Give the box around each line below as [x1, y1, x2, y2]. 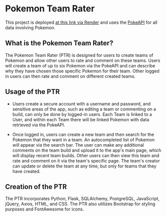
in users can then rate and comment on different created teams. [5, 73, 136, 79]
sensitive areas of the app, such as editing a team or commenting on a [12, 106, 156, 112]
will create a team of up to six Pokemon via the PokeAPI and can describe [5, 62, 156, 68]
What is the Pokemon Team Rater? [5, 39, 113, 48]
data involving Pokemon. [5, 24, 55, 30]
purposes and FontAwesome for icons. [5, 206, 84, 212]
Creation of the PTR [5, 182, 67, 191]
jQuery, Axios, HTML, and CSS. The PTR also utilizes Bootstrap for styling [5, 201, 156, 207]
